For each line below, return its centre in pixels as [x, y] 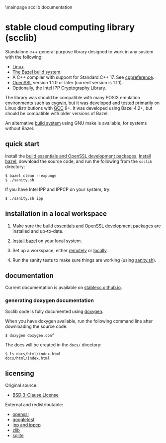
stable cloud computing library [70, 27]
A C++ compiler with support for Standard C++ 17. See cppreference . [83, 77]
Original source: [22, 385]
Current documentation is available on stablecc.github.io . [64, 288]
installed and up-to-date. [38, 231]
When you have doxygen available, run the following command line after [79, 321]
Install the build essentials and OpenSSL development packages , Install [78, 156]
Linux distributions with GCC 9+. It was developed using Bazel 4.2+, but [79, 108]
